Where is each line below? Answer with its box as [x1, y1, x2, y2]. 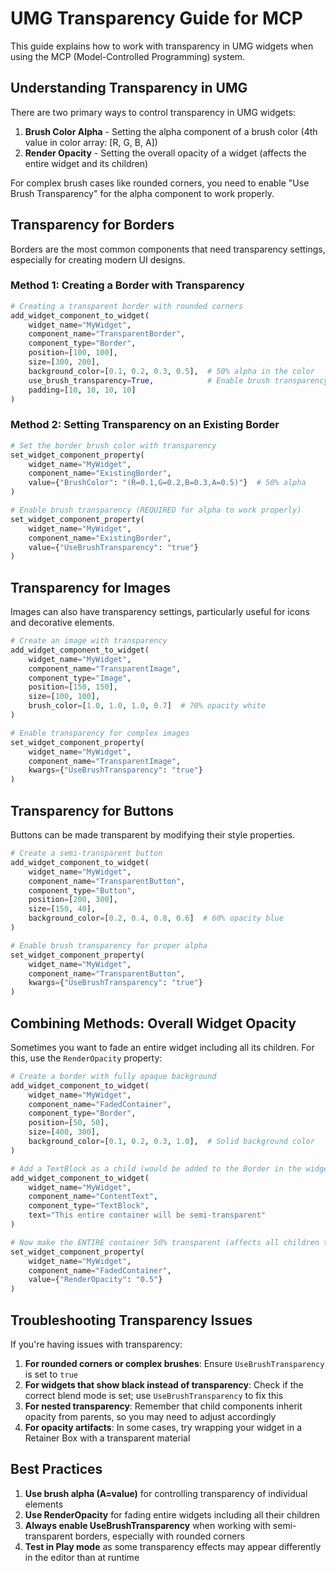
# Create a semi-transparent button [10, 848, 163, 859]
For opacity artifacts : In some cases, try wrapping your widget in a [24, 1422, 303, 1434]
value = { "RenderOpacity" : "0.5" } [28, 1275, 163, 1285]
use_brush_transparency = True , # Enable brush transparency [28, 375, 329, 386]
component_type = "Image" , [28, 673, 132, 683]
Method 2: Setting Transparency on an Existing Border [10, 418, 280, 432]
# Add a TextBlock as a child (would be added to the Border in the [10, 1163, 302, 1174]
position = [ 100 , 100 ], [28, 348, 118, 358]
